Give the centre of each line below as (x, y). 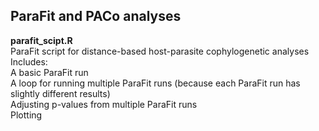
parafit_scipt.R (41, 40)
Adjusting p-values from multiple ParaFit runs (104, 104)
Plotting (26, 115)
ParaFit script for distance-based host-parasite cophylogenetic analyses (160, 51)
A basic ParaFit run (49, 72)
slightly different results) (60, 93)
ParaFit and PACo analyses (96, 16)
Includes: (29, 61)
